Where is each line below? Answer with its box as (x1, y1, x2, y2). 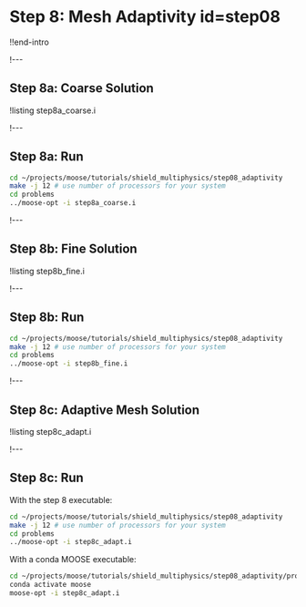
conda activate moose (9, 581, 92, 590)
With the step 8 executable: (9, 494, 113, 505)
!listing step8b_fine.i (9, 265, 85, 276)
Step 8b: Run (9, 310, 85, 325)
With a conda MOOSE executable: (9, 554, 137, 565)
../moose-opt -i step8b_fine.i (9, 359, 128, 368)
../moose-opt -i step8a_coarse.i (9, 199, 137, 208)
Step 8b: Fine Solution (9, 242, 138, 257)
